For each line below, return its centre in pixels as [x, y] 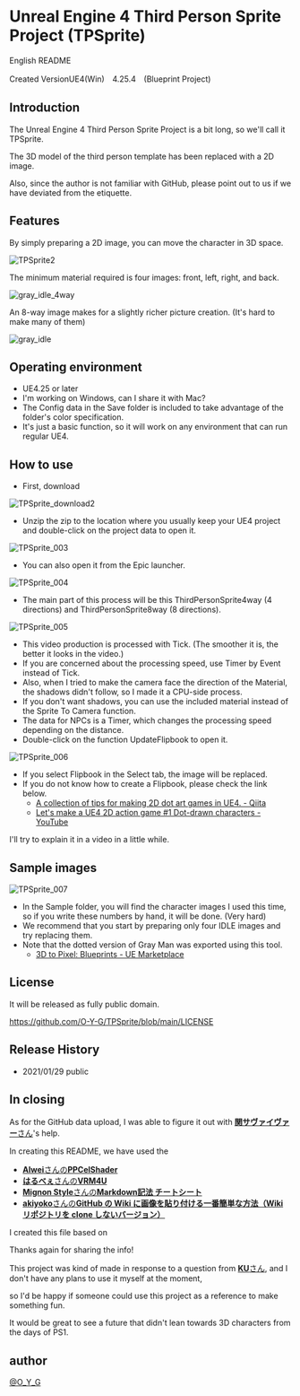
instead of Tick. [51, 673]
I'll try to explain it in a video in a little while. [90, 840]
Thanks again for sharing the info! [72, 1250]
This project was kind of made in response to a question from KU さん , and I [149, 1269]
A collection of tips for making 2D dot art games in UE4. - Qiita [151, 803]
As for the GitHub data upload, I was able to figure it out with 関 [126, 1122]
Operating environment [76, 366]
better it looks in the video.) [73, 654]
